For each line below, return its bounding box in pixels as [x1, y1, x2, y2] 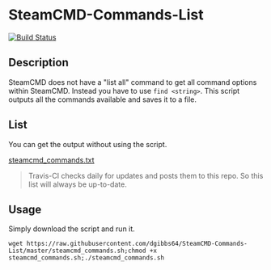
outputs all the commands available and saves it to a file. [8, 95, 197, 104]
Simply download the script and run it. [8, 224, 135, 234]
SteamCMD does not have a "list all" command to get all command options [8, 77, 257, 86]
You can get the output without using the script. [8, 139, 167, 149]
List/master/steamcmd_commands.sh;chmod [8, 247, 147, 255]
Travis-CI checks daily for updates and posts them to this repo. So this [28, 171, 264, 180]
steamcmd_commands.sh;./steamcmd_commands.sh [8, 254, 164, 262]
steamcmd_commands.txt [8, 155, 95, 165]
